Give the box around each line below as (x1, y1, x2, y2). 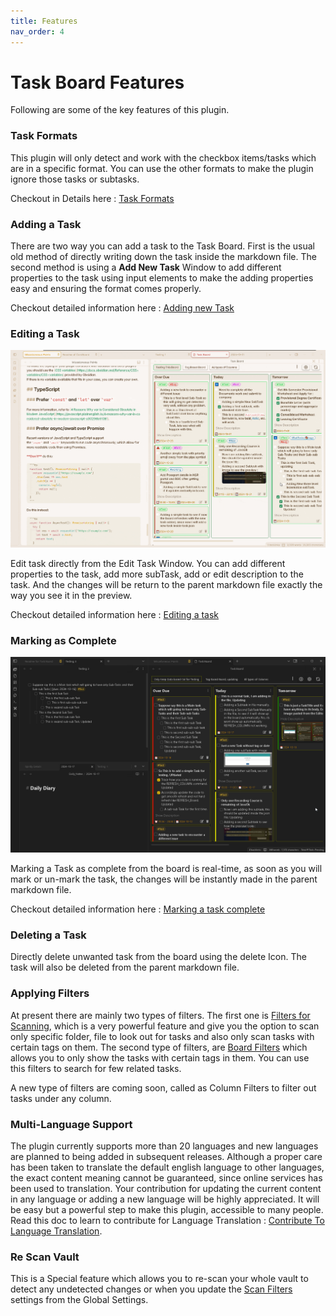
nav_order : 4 (10, 26, 65, 37)
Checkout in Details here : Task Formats (10, 192, 175, 204)
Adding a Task (10, 217, 82, 231)
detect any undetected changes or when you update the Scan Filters (10, 1283, 293, 1295)
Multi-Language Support (10, 1117, 133, 1131)
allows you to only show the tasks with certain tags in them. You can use (10, 1051, 310, 1064)
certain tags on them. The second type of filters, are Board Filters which (10, 1041, 308, 1053)
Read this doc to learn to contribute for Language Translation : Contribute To (10, 1215, 325, 1227)
